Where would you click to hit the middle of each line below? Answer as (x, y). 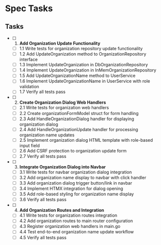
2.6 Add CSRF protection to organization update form (73, 151)
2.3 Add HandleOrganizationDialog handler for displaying (77, 119)
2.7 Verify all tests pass (43, 156)
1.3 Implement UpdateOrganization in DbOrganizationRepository (84, 65)
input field (30, 145)
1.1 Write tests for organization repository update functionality (81, 48)
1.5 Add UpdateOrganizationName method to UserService (77, 75)
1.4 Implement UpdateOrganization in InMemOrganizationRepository (88, 70)
